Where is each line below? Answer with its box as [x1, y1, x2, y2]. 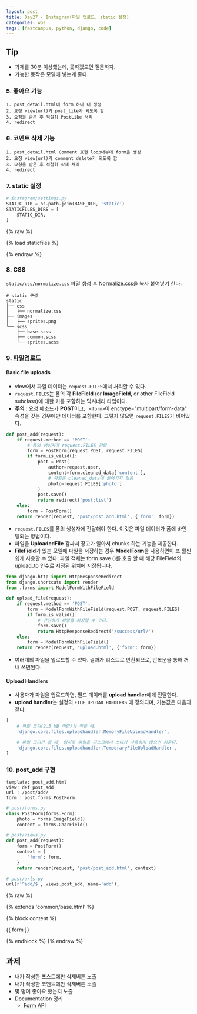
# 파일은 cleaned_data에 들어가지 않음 [48, 475, 133, 481]
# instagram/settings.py [6, 195, 67, 201]
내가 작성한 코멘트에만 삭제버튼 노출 [14, 980, 97, 987]
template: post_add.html [6, 779, 67, 785]
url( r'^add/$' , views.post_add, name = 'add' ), [6, 881, 119, 887]
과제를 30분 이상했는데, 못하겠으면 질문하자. [14, 63, 116, 71]
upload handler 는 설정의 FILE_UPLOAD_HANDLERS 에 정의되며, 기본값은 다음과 [14, 699, 192, 706]
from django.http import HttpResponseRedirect [6, 574, 122, 580]
